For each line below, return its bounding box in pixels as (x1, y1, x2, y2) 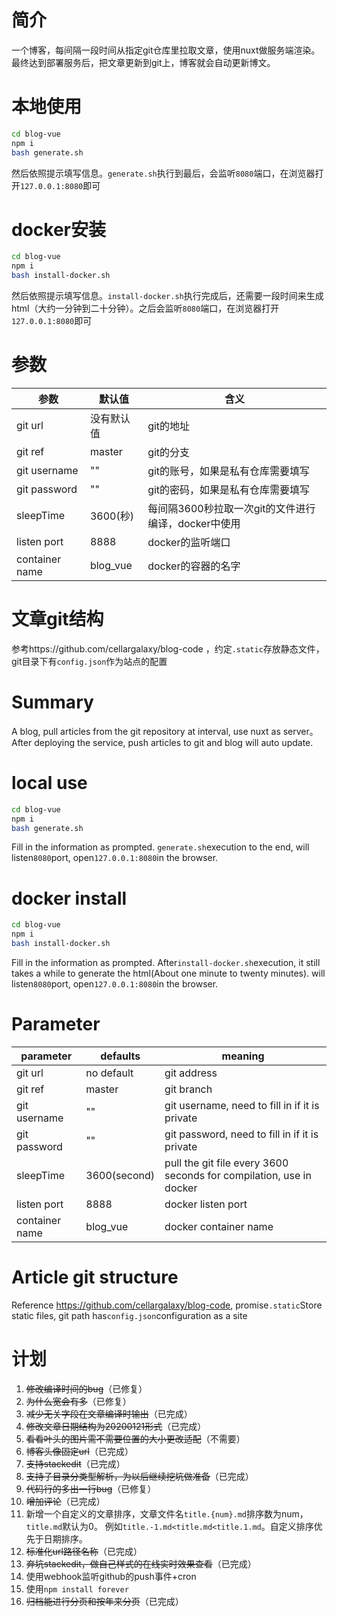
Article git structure (11, 1266, 179, 1289)
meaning (221, 1049, 265, 1063)
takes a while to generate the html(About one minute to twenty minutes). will (11, 967, 326, 979)
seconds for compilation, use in (164, 1168, 312, 1182)
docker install (11, 887, 128, 910)
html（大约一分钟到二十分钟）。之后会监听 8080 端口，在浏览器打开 (11, 302, 280, 315)
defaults (100, 1049, 141, 1063)
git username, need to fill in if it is (164, 1098, 320, 1112)
